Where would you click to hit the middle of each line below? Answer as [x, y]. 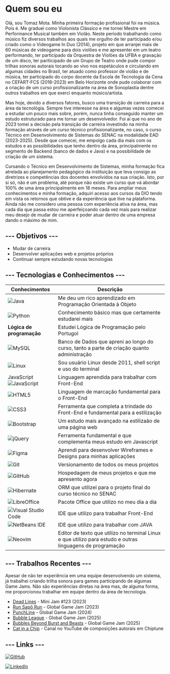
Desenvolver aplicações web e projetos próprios [63, 253]
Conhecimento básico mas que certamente [109, 312]
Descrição [110, 289]
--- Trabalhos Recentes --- [48, 563]
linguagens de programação [91, 545]
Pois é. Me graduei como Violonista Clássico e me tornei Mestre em [76, 28]
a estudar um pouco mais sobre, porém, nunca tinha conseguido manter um [84, 113]
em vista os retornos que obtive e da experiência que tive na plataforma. [81, 199]
